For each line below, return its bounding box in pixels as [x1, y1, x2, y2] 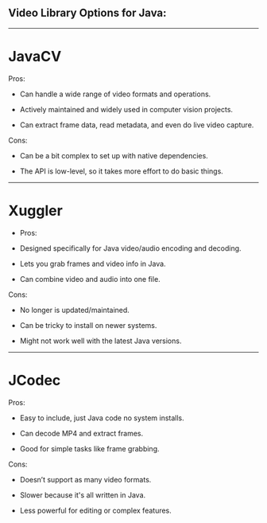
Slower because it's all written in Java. [19, 490, 146, 500]
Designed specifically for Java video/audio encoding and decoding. [19, 243, 242, 253]
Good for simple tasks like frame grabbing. [19, 443, 161, 453]
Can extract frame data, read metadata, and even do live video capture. [19, 119, 254, 130]
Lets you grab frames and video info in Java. [19, 259, 166, 268]
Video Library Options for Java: [8, 6, 167, 20]
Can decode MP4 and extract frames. [19, 428, 144, 438]
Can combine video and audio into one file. [19, 274, 161, 283]
